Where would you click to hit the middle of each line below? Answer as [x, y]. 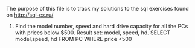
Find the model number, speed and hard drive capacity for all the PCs [101, 26]
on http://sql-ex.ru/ [30, 15]
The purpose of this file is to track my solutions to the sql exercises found [97, 9]
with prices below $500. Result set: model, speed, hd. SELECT [93, 33]
